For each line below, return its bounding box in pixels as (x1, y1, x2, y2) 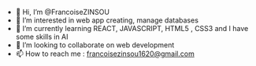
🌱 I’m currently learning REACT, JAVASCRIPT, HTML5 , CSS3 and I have (15, 24, 249, 33)
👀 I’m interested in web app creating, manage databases (15, 16, 199, 25)
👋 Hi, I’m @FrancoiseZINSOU (15, 8, 110, 16)
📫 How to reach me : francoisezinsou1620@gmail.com (15, 49, 195, 58)
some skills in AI (15, 32, 69, 41)
